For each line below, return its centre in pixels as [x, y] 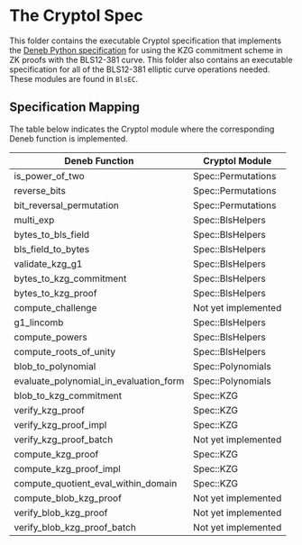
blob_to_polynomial [55, 366]
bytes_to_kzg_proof [55, 293]
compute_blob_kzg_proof [68, 498]
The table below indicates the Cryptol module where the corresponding [142, 129]
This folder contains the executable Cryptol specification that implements [146, 41]
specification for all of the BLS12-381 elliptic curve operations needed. [140, 69]
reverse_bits [40, 190]
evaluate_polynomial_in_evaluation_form [99, 381]
